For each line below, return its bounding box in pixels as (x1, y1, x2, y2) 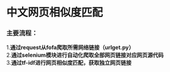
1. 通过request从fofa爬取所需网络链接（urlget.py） (6, 44, 135, 51)
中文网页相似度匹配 (6, 5, 103, 20)
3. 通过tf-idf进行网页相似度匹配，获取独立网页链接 (6, 59, 132, 67)
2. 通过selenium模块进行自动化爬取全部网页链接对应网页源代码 (6, 51, 164, 59)
